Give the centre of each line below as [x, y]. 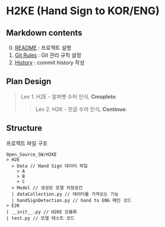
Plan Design [29, 81]
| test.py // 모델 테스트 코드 [40, 218]
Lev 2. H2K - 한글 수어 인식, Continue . [81, 109]
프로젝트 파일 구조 [27, 143]
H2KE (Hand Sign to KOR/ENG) [83, 11]
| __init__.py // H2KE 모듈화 [42, 212]
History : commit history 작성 [50, 63]
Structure [24, 128]
